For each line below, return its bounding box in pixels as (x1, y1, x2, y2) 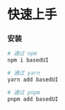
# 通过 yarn (7, 70, 40, 77)
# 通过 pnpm (7, 89, 40, 96)
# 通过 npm (7, 50, 37, 57)
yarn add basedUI (7, 76, 59, 84)
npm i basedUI (7, 57, 49, 64)
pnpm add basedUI (7, 95, 59, 103)
